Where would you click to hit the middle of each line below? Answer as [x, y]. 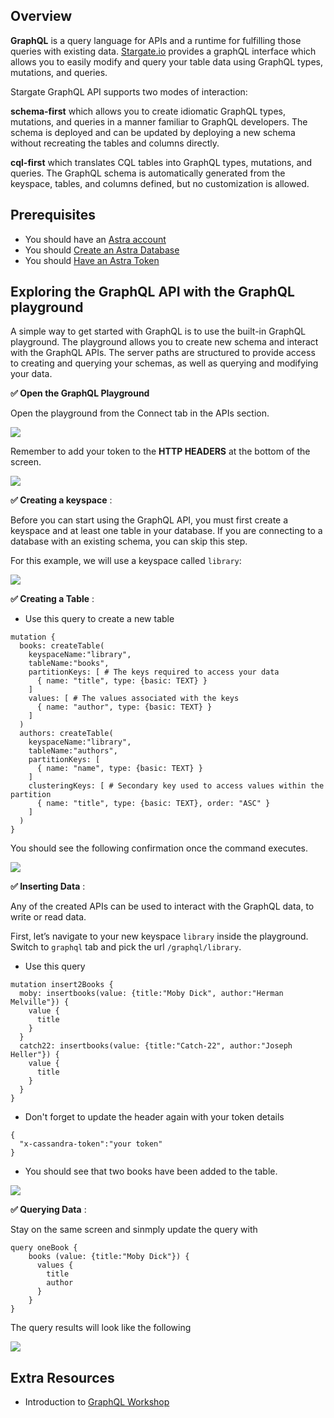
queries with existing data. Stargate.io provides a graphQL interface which [163, 51]
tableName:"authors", [73, 751]
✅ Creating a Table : [52, 599]
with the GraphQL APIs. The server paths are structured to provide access [163, 353]
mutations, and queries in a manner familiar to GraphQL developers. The [159, 121]
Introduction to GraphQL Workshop [97, 1402]
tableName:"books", [69, 664]
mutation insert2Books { [62, 985]
